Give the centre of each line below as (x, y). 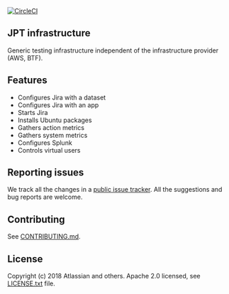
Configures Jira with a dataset (62, 97)
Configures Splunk (45, 143)
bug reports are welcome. (45, 197)
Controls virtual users (49, 150)
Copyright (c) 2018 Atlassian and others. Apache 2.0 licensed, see (104, 276)
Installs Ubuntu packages (55, 120)
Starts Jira (33, 112)
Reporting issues (46, 173)
